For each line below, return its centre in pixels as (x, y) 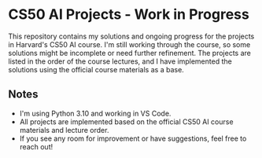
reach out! (36, 146)
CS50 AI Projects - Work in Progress (129, 15)
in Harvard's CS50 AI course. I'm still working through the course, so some (129, 44)
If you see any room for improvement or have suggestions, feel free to (133, 138)
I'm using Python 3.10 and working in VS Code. (95, 113)
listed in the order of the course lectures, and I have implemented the (120, 61)
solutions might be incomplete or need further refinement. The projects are (130, 53)
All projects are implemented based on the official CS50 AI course (126, 121)
